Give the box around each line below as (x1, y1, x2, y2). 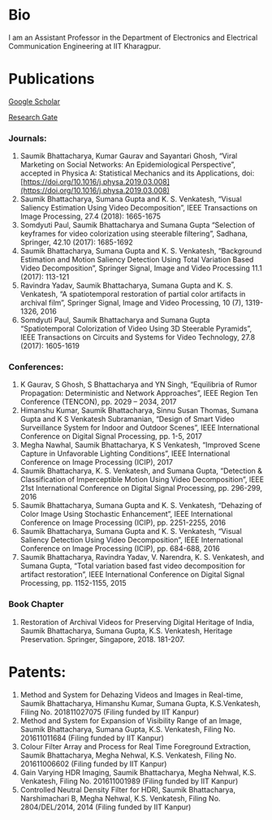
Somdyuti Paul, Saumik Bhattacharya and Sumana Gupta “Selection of (19, 220, 256, 230)
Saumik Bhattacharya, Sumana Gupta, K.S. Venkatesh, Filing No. (19, 724, 235, 734)
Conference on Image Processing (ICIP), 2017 (19, 458, 173, 467)
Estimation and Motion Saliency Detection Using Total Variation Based (19, 254, 254, 265)
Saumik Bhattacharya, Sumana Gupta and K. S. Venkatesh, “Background (19, 246, 262, 256)
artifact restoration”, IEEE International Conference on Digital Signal (19, 570, 245, 579)
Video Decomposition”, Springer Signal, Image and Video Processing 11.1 (19, 263, 262, 273)
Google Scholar (8, 96, 61, 106)
